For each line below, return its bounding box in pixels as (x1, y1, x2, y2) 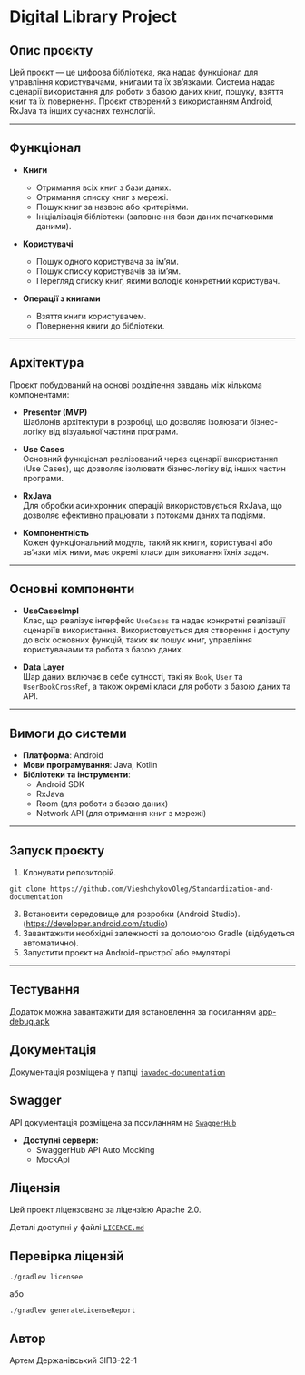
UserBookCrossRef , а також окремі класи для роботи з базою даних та (22, 681, 291, 693)
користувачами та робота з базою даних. (22, 644, 184, 655)
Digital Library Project (9, 6, 177, 27)
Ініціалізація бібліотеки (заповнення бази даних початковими (35, 211, 274, 222)
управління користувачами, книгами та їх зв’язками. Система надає (9, 76, 275, 87)
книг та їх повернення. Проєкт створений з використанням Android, (9, 96, 274, 106)
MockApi (35, 1154, 70, 1165)
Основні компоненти (9, 581, 135, 597)
